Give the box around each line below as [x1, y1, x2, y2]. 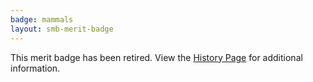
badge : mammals [10, 14, 74, 25]
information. [10, 62, 61, 74]
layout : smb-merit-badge [10, 24, 114, 34]
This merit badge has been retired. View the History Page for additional [10, 51, 303, 63]
